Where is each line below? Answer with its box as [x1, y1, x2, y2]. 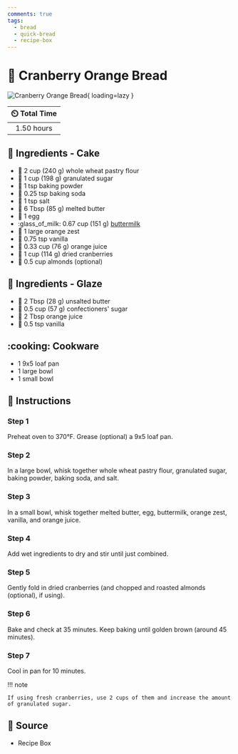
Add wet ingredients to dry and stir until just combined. [7, 549, 169, 558]
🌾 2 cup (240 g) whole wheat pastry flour [17, 166, 140, 175]
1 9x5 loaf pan [17, 359, 59, 368]
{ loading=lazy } [86, 91, 134, 100]
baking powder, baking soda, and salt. [7, 474, 120, 482]
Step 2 [7, 450, 31, 460]
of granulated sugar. [7, 700, 72, 708]
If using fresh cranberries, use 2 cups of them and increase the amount [7, 694, 232, 701]
